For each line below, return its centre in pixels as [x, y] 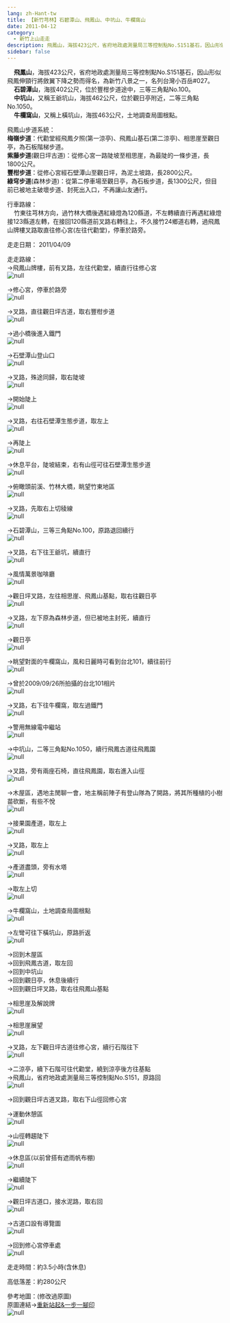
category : [21, 33]
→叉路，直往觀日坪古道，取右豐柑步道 [61, 311]
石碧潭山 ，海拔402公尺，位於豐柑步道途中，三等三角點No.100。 [104, 89]
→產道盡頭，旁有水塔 [37, 867]
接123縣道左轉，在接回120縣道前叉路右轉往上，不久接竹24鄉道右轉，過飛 [111, 221]
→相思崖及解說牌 [31, 1003]
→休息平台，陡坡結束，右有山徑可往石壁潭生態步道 [79, 465]
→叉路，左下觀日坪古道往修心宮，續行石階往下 [73, 1046]
